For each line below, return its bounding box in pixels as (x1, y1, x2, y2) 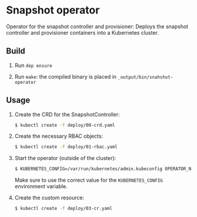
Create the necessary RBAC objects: (14, 133, 103, 140)
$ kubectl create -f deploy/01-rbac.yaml (14, 144, 118, 150)
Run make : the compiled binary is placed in (14, 73, 116, 80)
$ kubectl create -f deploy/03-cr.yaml (14, 206, 113, 212)
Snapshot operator (6, 4, 100, 17)
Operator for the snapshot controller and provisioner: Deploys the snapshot (6, 23, 189, 30)
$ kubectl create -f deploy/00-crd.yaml (14, 122, 115, 128)
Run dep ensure (14, 62, 52, 69)
